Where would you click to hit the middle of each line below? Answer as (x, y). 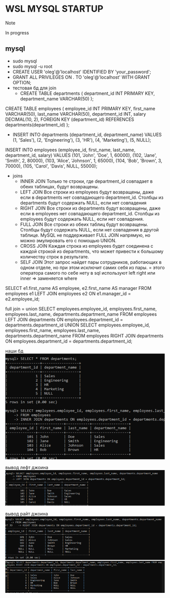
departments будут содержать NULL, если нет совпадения (83, 203)
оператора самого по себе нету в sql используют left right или (88, 273)
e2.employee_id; (23, 299)
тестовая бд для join (34, 88)
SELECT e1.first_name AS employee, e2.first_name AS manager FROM (78, 288)
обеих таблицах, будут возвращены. (59, 186)
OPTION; (22, 82)
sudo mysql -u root (32, 66)
